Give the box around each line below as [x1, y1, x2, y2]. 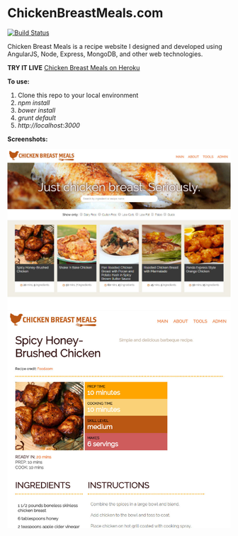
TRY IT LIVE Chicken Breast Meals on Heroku [7, 63, 140, 72]
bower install [17, 106, 55, 114]
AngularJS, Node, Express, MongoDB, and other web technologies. [7, 50, 203, 58]
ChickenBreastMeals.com [7, 5, 164, 21]
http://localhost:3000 [17, 121, 80, 129]
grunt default [17, 113, 57, 122]
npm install [17, 98, 50, 107]
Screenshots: [7, 135, 48, 143]
